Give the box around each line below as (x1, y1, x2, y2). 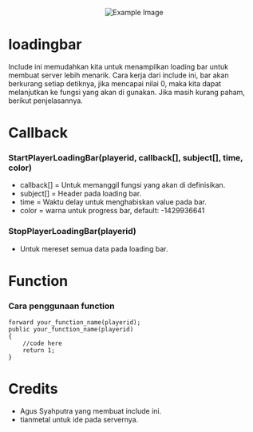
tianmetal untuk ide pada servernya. (19, 415, 139, 425)
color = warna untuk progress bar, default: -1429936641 (19, 206, 205, 216)
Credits (8, 380, 58, 398)
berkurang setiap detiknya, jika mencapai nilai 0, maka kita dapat (8, 78, 222, 88)
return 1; (22, 347, 56, 355)
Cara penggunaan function (8, 300, 115, 311)
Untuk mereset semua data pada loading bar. (19, 244, 168, 253)
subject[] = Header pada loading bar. (19, 188, 142, 199)
